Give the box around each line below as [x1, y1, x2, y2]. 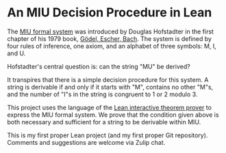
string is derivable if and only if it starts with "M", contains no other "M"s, [7, 83, 214, 91]
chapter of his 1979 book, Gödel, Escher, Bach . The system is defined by [7, 34, 212, 42]
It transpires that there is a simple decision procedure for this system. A [7, 75, 209, 83]
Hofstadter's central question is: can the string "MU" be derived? [7, 62, 190, 70]
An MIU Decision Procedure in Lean [7, 5, 212, 20]
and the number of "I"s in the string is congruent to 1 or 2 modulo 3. [7, 90, 198, 98]
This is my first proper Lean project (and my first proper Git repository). [7, 131, 208, 139]
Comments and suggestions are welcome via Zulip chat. [7, 138, 166, 146]
